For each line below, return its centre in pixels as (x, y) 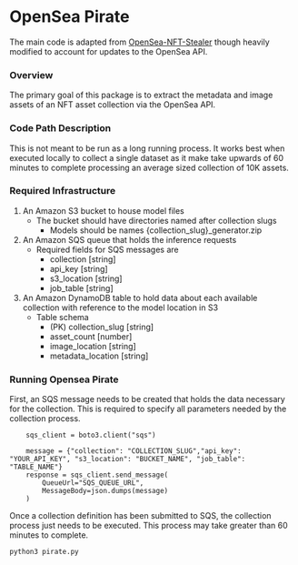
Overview (31, 75)
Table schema (62, 317)
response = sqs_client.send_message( (97, 475)
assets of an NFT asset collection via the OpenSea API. (113, 105)
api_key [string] (79, 268)
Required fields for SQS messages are (107, 249)
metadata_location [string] (99, 356)
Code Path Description (60, 128)
